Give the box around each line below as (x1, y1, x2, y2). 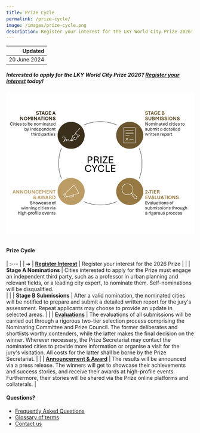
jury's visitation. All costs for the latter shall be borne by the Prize (6, 349, 167, 356)
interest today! (6, 78, 44, 85)
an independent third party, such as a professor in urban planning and (6, 273, 179, 280)
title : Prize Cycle (6, 10, 55, 16)
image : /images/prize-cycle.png (6, 22, 87, 28)
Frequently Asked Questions (14, 407, 85, 415)
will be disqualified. (6, 285, 54, 292)
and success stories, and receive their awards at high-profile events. (6, 367, 175, 375)
